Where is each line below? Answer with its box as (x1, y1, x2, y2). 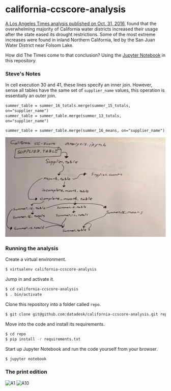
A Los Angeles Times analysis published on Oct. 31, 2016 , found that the (5, 20, 157, 27)
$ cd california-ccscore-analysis (5, 286, 79, 291)
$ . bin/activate (5, 292, 42, 297)
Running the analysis (5, 245, 59, 252)
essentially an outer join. (5, 93, 56, 99)
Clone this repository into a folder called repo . (5, 301, 101, 307)
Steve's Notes (5, 70, 41, 77)
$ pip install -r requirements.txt (5, 337, 81, 342)
